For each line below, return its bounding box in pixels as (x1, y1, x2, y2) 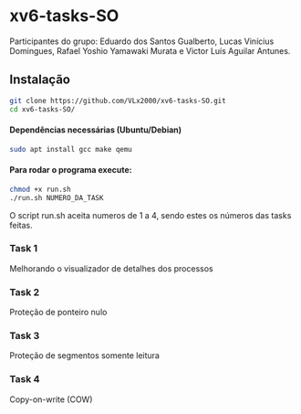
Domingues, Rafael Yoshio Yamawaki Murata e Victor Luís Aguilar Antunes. (9, 45, 291, 56)
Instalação (9, 72, 71, 88)
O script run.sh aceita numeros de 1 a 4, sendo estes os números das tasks (9, 209, 292, 220)
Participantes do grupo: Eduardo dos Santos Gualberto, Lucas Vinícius (9, 36, 275, 47)
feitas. (9, 219, 34, 230)
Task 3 (9, 330, 40, 343)
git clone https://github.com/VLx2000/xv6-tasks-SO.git (9, 96, 226, 105)
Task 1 (9, 242, 38, 255)
